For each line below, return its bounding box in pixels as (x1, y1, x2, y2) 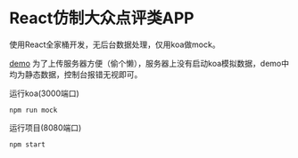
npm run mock (9, 106, 58, 115)
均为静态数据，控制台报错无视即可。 (9, 68, 143, 80)
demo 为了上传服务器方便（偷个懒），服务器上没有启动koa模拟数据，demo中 (9, 58, 290, 68)
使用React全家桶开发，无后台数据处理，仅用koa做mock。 (9, 39, 220, 50)
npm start (9, 139, 46, 149)
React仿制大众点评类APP (9, 8, 195, 28)
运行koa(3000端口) (9, 88, 80, 99)
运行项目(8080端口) (9, 122, 82, 133)
